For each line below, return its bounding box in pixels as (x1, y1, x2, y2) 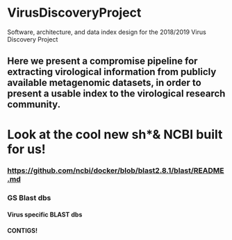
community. (7, 98, 61, 110)
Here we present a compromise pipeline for (7, 55, 198, 67)
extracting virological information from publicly (7, 66, 217, 78)
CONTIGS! (7, 226, 38, 234)
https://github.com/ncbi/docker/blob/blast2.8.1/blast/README (7, 166, 224, 175)
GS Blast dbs (7, 193, 51, 203)
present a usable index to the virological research (7, 88, 226, 100)
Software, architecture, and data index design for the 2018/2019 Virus (7, 28, 206, 36)
